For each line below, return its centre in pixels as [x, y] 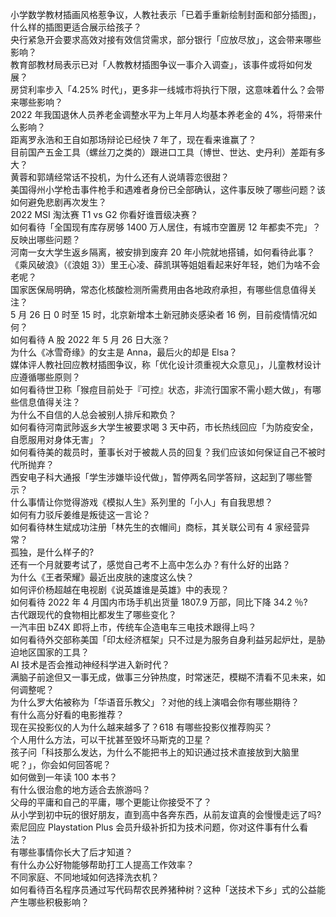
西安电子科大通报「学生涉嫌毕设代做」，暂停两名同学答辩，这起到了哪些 [157, 477]
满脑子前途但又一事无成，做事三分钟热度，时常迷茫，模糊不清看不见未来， [163, 677]
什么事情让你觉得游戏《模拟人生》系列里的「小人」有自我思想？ [141, 502]
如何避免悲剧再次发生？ [58, 202]
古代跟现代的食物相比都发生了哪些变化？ [93, 614]
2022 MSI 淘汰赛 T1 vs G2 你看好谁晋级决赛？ [104, 214]
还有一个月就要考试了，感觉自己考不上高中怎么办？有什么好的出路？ [150, 564]
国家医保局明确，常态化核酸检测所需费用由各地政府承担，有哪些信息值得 [159, 289]
